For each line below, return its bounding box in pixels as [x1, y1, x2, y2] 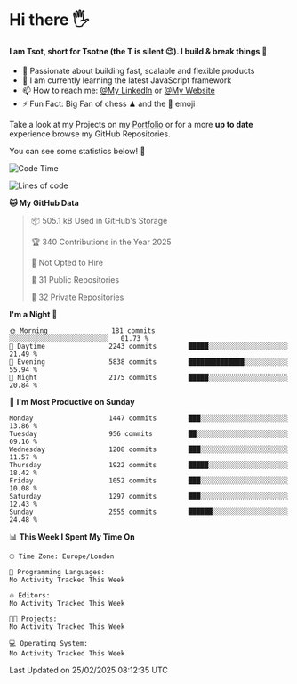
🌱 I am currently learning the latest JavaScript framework [21, 75, 232, 86]
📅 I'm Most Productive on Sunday [9, 397, 135, 408]
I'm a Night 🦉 [9, 309, 58, 320]
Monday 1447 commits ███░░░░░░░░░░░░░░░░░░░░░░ [9, 414, 289, 423]
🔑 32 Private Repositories [30, 292, 124, 302]
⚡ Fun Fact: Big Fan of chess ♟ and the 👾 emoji [21, 98, 196, 110]
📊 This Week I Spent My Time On [9, 532, 135, 542]
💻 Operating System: [9, 639, 89, 648]
